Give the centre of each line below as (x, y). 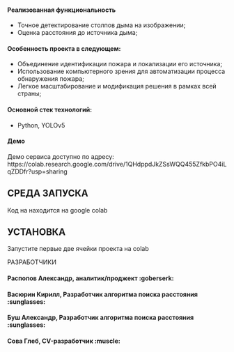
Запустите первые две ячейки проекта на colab (78, 249)
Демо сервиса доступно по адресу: (61, 156)
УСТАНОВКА (37, 232)
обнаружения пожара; (51, 79)
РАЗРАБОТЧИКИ (32, 262)
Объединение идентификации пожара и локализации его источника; (120, 64)
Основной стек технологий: (50, 109)
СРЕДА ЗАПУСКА (48, 193)
